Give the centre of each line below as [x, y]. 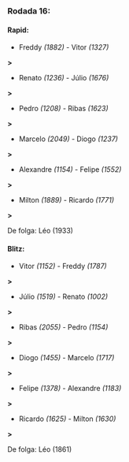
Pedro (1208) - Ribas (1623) [64, 109]
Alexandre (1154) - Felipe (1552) [70, 170]
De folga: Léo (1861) [40, 449]
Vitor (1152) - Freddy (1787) [63, 266]
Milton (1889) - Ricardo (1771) [66, 200]
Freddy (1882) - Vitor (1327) [64, 47]
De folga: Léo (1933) [41, 231]
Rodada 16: [29, 11]
